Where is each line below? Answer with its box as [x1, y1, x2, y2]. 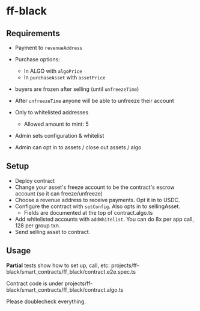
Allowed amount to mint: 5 [23, 120, 89, 128]
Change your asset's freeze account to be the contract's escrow [14, 183, 175, 191]
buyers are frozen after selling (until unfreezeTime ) [14, 85, 139, 93]
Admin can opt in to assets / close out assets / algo [14, 144, 142, 151]
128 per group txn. [14, 221, 61, 229]
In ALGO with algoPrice [23, 67, 82, 75]
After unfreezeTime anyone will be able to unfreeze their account [14, 97, 174, 104]
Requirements [6, 28, 60, 38]
